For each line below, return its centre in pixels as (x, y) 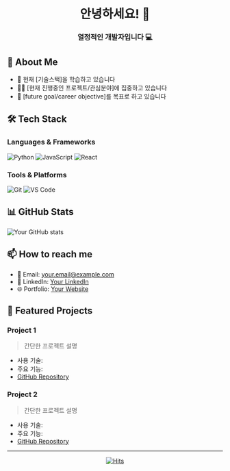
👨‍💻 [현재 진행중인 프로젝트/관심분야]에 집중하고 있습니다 (92, 88)
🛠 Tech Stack (37, 119)
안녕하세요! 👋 (115, 14)
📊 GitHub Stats (40, 212)
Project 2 (22, 394)
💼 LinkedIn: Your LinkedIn (53, 281)
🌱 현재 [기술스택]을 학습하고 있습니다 (66, 79)
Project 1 (22, 330)
